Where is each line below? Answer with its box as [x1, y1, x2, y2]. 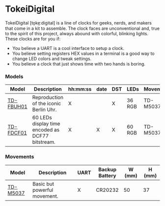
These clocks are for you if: [5, 36, 60, 42]
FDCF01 [7, 130, 27, 137]
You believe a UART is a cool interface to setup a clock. [12, 45, 124, 51]
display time [32, 120, 60, 127]
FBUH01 [7, 103, 28, 110]
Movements [5, 153, 34, 160]
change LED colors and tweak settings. [12, 55, 92, 62]
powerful [32, 186, 53, 193]
